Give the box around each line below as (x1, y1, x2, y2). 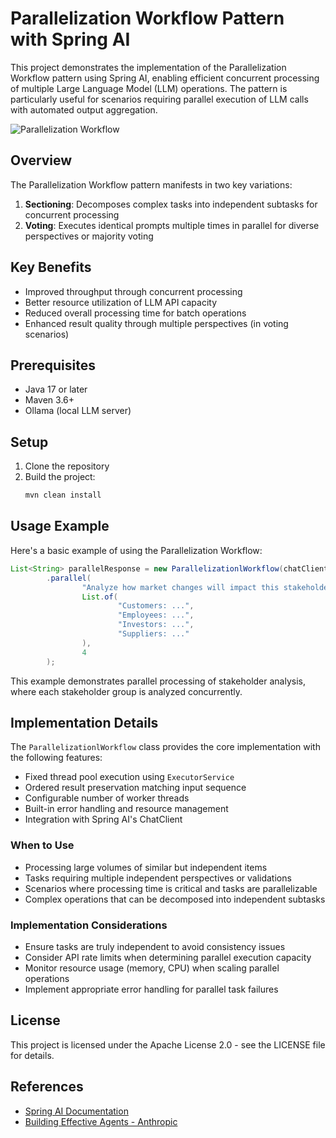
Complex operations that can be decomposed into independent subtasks (24, 893, 326, 905)
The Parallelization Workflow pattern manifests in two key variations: (10, 178, 293, 191)
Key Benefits (10, 259, 92, 276)
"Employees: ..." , (117, 610, 195, 621)
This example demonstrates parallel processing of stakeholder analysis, (10, 675, 306, 687)
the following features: (10, 752, 103, 764)
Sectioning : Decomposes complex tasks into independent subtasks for (24, 198, 318, 210)
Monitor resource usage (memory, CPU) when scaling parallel (24, 962, 280, 974)
